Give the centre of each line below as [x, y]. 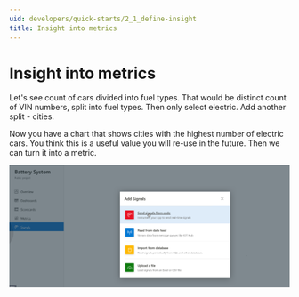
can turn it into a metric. [53, 153]
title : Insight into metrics [63, 28]
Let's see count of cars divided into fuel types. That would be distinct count [148, 98]
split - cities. [32, 116]
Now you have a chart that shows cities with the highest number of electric [147, 134]
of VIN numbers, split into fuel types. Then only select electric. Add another [148, 108]
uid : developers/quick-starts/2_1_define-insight [103, 19]
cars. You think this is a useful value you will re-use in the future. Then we [145, 143]
